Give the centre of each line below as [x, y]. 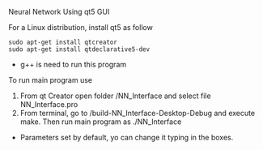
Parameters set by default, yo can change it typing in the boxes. [127, 137]
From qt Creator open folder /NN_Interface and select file [116, 96]
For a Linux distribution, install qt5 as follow [81, 27]
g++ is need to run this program [73, 64]
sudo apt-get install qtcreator [63, 42]
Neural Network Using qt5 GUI [59, 12]
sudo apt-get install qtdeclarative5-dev [79, 49]
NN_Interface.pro [49, 104]
